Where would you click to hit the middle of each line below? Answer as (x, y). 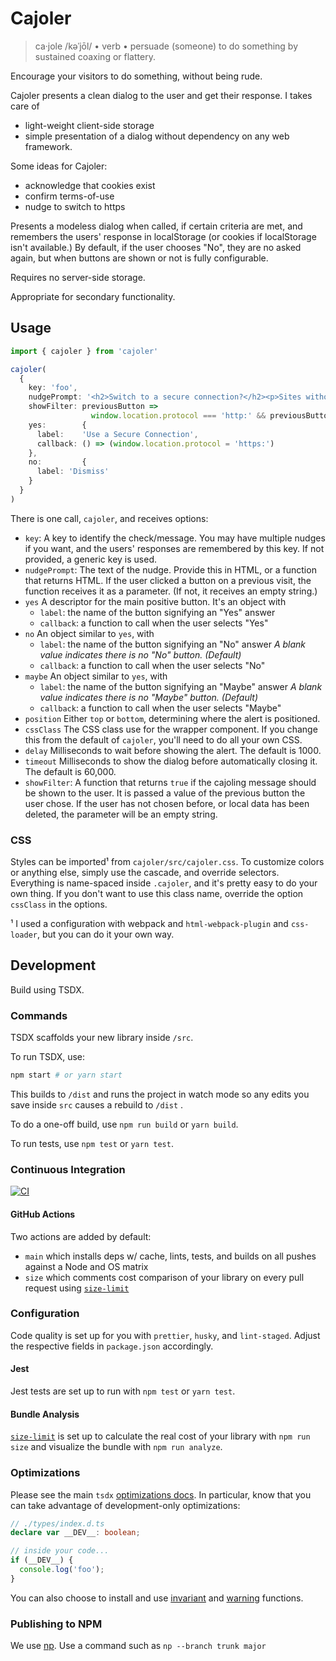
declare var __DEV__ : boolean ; (75, 1533)
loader (24, 935)
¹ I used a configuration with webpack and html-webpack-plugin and (149, 924)
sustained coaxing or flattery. (95, 56)
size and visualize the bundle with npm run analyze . (116, 1447)
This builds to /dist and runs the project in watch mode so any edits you (160, 1094)
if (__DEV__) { (42, 1560)
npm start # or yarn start (66, 1075)
